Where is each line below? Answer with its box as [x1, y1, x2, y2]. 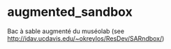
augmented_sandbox [7, 4, 133, 20]
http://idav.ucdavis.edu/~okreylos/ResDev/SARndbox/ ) [7, 34, 165, 42]
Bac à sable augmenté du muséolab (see [7, 27, 124, 35]
